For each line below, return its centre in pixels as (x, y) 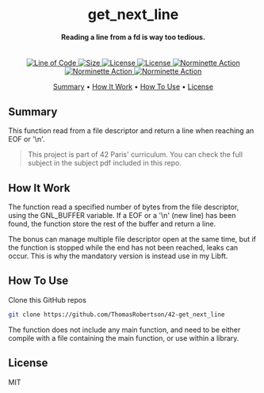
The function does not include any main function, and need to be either (124, 330)
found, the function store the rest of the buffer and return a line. (112, 224)
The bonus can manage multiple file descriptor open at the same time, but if (132, 239)
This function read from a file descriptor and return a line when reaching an (131, 131)
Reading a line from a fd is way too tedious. (133, 36)
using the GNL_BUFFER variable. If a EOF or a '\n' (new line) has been (122, 216)
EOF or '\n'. (27, 139)
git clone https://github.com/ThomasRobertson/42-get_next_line (117, 315)
